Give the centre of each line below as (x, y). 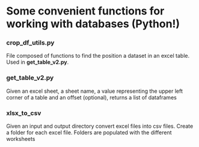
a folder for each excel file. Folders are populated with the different (89, 133)
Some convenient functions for (85, 11)
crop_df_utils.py (30, 43)
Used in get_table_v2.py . (38, 62)
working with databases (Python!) (93, 24)
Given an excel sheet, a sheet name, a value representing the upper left (95, 91)
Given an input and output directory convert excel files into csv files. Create (100, 126)
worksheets (21, 139)
